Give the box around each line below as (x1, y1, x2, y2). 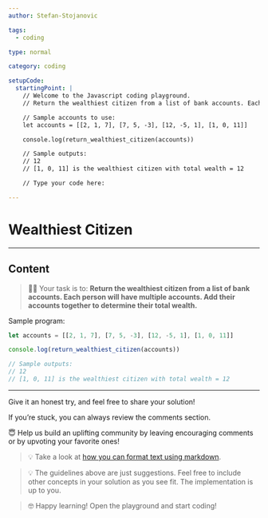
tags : (8, 26, 26, 34)
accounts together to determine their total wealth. (27, 301, 198, 310)
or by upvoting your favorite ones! (8, 436, 120, 446)
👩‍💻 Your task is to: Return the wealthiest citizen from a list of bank (27, 283, 250, 293)
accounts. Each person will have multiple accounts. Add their (27, 292, 235, 301)
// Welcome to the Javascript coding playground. (22, 92, 191, 100)
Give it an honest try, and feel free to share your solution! (8, 396, 195, 406)
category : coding (8, 62, 66, 70)
